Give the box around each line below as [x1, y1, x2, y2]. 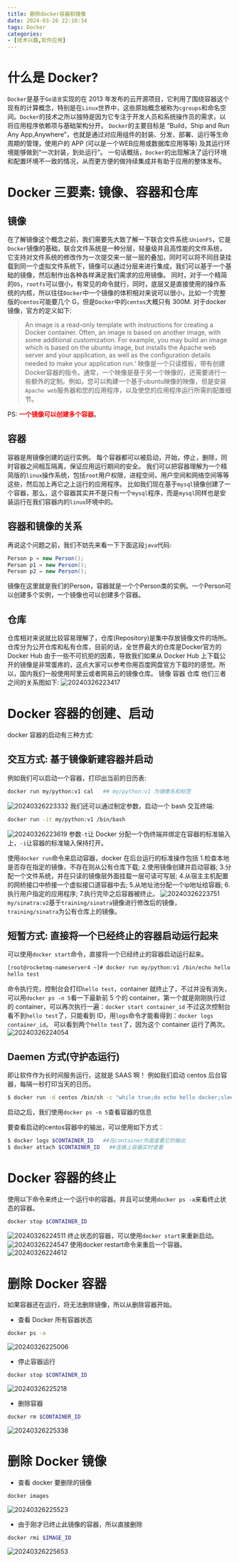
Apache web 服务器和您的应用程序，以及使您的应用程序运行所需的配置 [24, 386, 225, 395]
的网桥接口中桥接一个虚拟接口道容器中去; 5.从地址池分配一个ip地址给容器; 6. [7, 880, 230, 889]
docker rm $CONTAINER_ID [7, 1413, 81, 1420]
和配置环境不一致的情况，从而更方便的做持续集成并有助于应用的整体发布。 [7, 157, 225, 166]
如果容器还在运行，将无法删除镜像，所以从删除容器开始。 [7, 1300, 176, 1309]
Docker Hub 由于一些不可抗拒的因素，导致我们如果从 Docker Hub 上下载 [7, 652, 220, 660]
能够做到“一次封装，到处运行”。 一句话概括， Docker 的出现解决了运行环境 [13, 148, 228, 157]
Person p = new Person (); [7, 554, 84, 562]
